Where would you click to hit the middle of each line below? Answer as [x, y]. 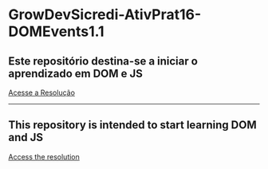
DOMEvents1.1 [56, 31]
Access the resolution [44, 156]
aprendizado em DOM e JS [76, 73]
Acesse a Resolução [42, 92]
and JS [26, 138]
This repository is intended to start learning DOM [132, 125]
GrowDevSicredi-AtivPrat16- [105, 15]
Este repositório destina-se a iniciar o [103, 61]
